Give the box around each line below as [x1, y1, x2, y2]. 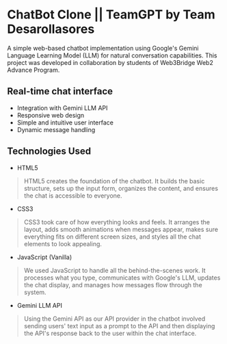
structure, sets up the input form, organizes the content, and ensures [23, 184, 219, 192]
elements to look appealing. [23, 239, 103, 248]
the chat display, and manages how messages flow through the [23, 280, 203, 289]
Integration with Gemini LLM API [16, 103, 108, 112]
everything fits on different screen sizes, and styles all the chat [23, 233, 202, 241]
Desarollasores [7, 21, 95, 37]
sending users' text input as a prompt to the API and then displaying [23, 321, 215, 330]
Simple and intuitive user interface [16, 118, 114, 127]
